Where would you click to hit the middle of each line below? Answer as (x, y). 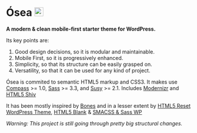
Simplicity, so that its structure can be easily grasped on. (84, 64)
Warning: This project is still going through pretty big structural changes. (94, 123)
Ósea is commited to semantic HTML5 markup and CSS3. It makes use (92, 82)
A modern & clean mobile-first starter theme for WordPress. (81, 29)
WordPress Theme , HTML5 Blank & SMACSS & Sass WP (74, 112)
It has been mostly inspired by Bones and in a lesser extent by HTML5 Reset (98, 105)
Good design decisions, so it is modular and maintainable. (84, 51)
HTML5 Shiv (21, 94)
